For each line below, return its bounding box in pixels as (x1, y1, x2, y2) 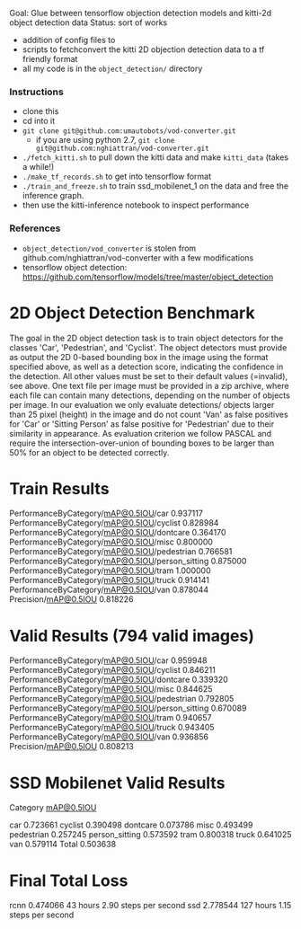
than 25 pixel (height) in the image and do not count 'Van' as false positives (9, 409, 289, 420)
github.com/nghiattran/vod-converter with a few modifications (22, 252, 254, 263)
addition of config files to (22, 35, 116, 45)
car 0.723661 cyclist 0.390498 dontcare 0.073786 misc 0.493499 (9, 819, 253, 830)
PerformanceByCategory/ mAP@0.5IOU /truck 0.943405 (9, 722, 215, 733)
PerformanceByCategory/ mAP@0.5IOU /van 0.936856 (9, 731, 209, 742)
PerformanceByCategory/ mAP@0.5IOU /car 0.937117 (9, 508, 204, 519)
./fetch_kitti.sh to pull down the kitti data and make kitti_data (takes (22, 152, 289, 163)
